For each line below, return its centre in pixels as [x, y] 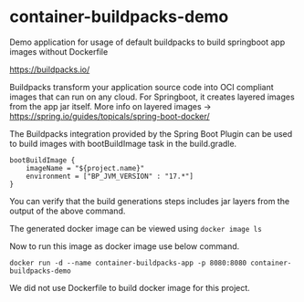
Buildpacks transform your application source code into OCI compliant [142, 87]
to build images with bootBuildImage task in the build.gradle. [123, 143]
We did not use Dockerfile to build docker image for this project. [130, 287]
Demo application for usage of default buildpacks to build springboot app [147, 42]
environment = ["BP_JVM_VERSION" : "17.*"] [110, 176]
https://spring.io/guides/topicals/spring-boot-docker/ [110, 116]
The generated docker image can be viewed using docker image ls [136, 228]
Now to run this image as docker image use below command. [125, 246]
